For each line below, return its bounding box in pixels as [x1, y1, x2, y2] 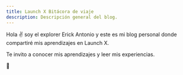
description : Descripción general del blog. [6, 14, 118, 20]
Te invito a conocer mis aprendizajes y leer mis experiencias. [6, 51, 155, 58]
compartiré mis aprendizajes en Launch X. [6, 39, 110, 46]
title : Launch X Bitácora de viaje [6, 8, 94, 15]
